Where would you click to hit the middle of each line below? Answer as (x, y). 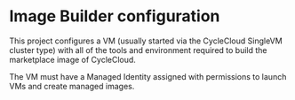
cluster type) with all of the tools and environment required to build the (138, 50)
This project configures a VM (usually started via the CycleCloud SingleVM (146, 41)
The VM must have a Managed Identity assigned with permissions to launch (148, 76)
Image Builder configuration (115, 16)
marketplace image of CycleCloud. (72, 59)
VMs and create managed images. (72, 86)
